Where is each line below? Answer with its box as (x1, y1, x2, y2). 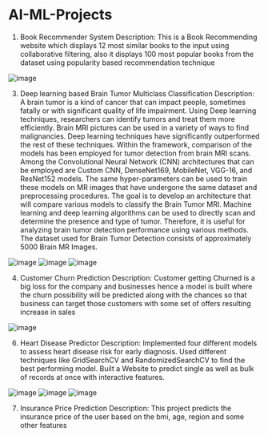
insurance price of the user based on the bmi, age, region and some (19, 411, 245, 422)
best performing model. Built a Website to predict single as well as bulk (19, 363, 254, 373)
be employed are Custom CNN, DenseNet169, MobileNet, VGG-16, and (19, 165, 253, 175)
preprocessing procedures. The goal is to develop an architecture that (19, 191, 251, 200)
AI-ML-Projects (8, 6, 113, 24)
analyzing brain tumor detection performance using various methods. (19, 224, 250, 234)
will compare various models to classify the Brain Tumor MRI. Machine (19, 199, 252, 209)
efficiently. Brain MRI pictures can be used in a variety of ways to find (19, 123, 250, 132)
